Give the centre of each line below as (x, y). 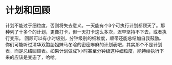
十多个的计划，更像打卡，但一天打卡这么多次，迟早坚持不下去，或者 (90, 31)
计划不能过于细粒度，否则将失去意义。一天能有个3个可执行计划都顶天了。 (83, 25)
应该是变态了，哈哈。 (37, 57)
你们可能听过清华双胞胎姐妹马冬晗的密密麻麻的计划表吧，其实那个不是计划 (84, 44)
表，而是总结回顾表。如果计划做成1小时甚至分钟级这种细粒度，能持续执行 (82, 51)
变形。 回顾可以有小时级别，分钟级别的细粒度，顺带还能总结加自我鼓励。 (87, 38)
